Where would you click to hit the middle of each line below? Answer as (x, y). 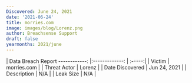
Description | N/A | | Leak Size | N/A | (51, 74)
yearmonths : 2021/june (34, 45)
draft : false (22, 39)
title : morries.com (30, 22)
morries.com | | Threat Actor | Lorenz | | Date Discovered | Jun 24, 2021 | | (96, 67)
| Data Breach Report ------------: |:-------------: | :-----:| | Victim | (88, 61)
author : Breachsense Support (42, 34)
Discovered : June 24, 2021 (39, 11)
